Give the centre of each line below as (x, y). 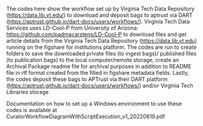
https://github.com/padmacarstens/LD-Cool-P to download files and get (96, 34)
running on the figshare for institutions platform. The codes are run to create (101, 47)
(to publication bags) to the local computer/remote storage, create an (93, 60)
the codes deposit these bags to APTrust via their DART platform (87, 79)
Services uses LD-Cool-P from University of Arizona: (72, 28)
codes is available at (32, 110)
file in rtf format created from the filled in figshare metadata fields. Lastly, (98, 73)
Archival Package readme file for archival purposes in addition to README (99, 66)
